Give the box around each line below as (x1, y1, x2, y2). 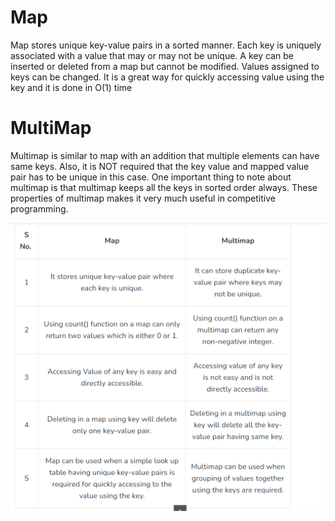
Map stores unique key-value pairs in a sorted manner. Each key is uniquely (10, 39, 322, 51)
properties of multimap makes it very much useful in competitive (10, 192, 276, 204)
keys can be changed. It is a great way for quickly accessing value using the (10, 71, 325, 83)
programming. (10, 202, 69, 215)
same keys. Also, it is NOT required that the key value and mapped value (10, 160, 310, 172)
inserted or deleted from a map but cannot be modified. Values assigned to (10, 60, 320, 72)
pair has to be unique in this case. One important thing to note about (10, 171, 292, 183)
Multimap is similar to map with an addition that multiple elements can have (10, 149, 320, 161)
